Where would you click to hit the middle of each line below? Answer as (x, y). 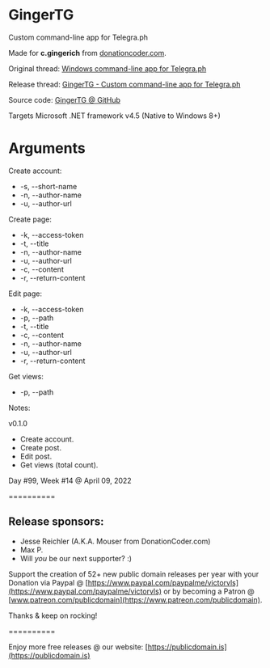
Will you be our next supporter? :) (76, 558)
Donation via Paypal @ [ (49, 582)
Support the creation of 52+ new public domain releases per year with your (134, 574)
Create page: (30, 219)
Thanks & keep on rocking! (53, 615)
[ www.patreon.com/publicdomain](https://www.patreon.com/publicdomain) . (135, 599)
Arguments (47, 148)
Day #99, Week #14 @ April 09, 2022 (70, 480)
